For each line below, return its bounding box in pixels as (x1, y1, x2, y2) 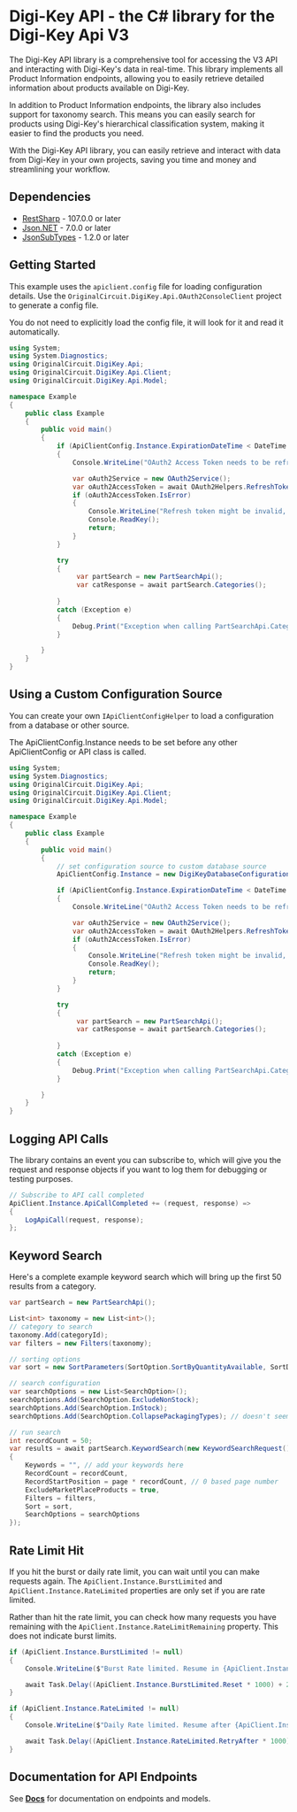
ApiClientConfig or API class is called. (9, 746, 147, 757)
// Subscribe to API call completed (9, 1191, 144, 1199)
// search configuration (9, 1379, 101, 1388)
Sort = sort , (25, 1502, 73, 1511)
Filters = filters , (25, 1493, 97, 1502)
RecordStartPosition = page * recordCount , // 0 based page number (25, 1477, 278, 1486)
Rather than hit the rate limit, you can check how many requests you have (9, 1611, 277, 1622)
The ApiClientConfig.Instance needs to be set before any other (9, 736, 238, 747)
